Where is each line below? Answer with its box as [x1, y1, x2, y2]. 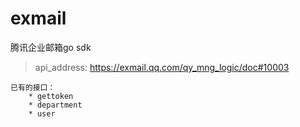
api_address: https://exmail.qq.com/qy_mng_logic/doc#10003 [34, 61, 290, 73]
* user [28, 108, 56, 119]
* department [28, 100, 83, 110]
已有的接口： [10, 82, 56, 92]
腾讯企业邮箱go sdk [10, 41, 92, 53]
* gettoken [28, 91, 74, 101]
